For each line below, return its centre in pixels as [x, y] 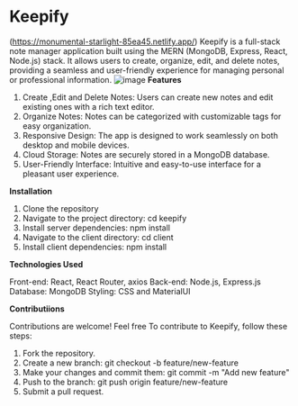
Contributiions [37, 309]
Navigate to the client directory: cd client [98, 237]
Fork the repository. [59, 353]
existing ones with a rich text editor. [88, 106]
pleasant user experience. [71, 174]
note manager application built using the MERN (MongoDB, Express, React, [149, 50]
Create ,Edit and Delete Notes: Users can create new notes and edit [148, 97]
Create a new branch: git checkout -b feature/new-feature [130, 363]
